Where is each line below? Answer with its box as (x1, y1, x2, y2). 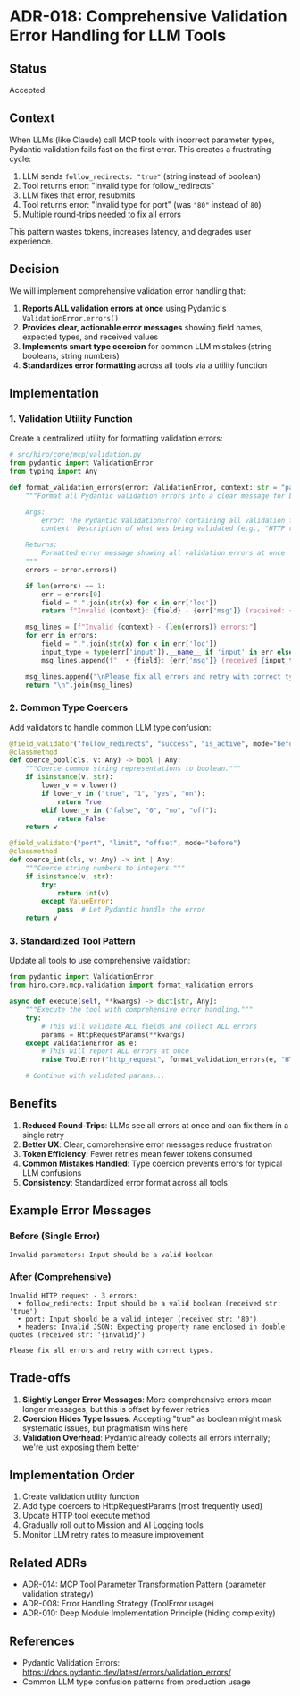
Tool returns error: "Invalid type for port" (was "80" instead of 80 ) (21, 199, 262, 210)
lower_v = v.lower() (41, 781, 118, 790)
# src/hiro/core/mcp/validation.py (9, 450, 142, 459)
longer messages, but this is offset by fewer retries (21, 1403, 210, 1414)
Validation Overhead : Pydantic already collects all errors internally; (21, 1432, 271, 1443)
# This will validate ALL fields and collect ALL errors (41, 1022, 257, 1031)
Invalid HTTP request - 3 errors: (9, 1291, 138, 1300)
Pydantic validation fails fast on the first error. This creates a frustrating (9, 143, 271, 154)
